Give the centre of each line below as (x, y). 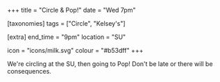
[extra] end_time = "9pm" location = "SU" (67, 37)
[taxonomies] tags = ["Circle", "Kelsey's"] (67, 23)
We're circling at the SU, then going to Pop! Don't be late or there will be (110, 64)
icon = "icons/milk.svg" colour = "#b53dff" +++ (75, 50)
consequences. (29, 71)
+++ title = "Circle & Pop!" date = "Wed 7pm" (71, 10)
